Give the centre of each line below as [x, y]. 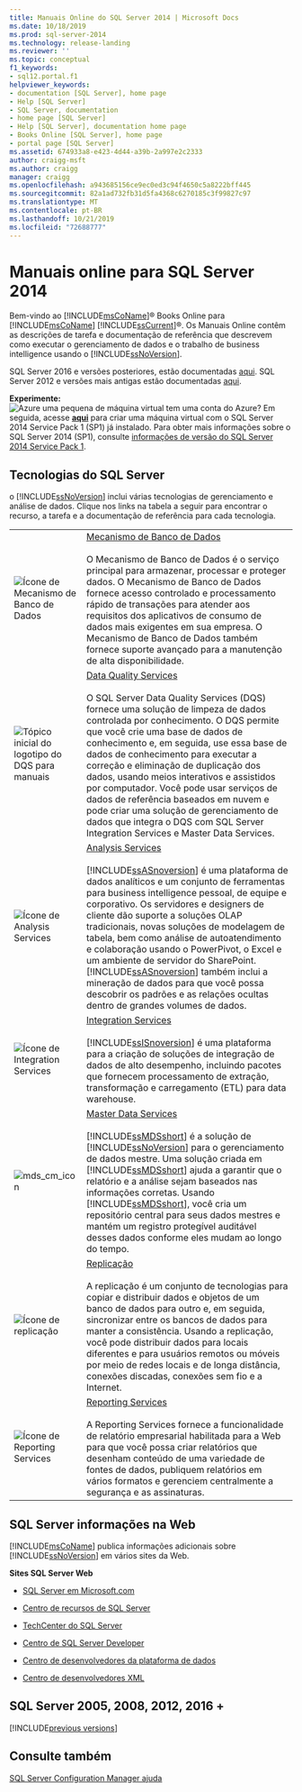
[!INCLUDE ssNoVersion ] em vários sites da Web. [99, 1556]
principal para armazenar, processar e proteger [187, 571]
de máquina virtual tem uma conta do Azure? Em [185, 408]
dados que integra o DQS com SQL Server [175, 822]
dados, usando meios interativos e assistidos [181, 777]
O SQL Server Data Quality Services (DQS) [177, 698]
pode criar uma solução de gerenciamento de [182, 810]
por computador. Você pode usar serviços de [182, 788]
